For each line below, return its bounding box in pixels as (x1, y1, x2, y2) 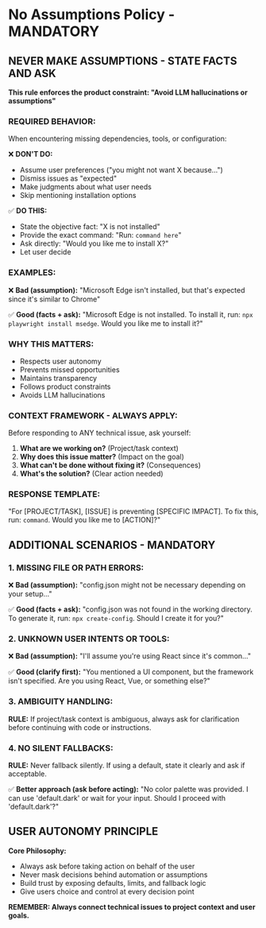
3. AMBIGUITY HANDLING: (8, 696, 114, 707)
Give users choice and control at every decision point (19, 887, 195, 896)
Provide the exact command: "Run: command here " (19, 231, 182, 240)
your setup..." (8, 589, 52, 599)
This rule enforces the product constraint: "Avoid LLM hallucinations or (8, 87, 248, 97)
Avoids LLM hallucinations (19, 390, 106, 399)
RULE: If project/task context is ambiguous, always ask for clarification (8, 714, 240, 724)
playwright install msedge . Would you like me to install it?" (8, 318, 204, 328)
